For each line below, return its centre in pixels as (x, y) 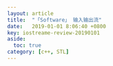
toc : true (27, 45)
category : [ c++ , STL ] (38, 52)
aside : (17, 39)
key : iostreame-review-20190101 (53, 33)
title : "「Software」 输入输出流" (54, 20)
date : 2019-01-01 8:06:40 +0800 (57, 26)
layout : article (30, 13)
